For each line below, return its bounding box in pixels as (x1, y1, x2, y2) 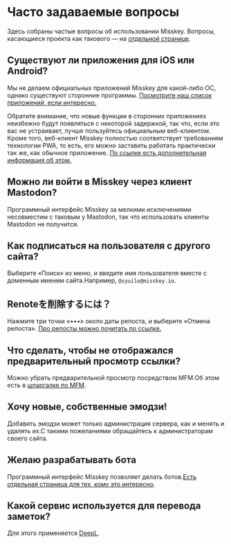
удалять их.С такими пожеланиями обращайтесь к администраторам (7, 426, 213, 435)
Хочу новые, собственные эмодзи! (7, 401, 167, 412)
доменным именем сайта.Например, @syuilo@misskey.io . (7, 276, 176, 284)
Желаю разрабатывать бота (7, 454, 137, 466)
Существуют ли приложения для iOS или (7, 55, 195, 66)
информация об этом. (7, 156, 72, 164)
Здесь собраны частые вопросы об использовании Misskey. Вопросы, (7, 27, 216, 35)
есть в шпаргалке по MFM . (7, 381, 86, 389)
